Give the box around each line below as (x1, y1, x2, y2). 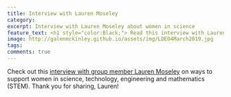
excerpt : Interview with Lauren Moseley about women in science (7, 23, 195, 30)
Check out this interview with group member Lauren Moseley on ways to (7, 67, 213, 76)
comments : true (7, 49, 51, 56)
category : (7, 17, 36, 23)
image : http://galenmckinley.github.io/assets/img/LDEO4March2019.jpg (7, 36, 214, 43)
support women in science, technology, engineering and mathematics (7, 74, 205, 83)
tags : (7, 42, 23, 49)
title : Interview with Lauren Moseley (7, 10, 118, 17)
